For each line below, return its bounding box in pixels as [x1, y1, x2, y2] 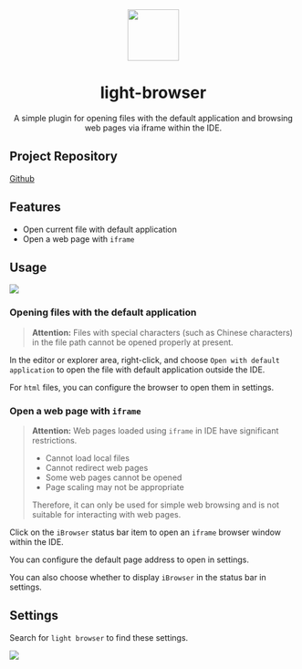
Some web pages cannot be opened [45, 472, 182, 483]
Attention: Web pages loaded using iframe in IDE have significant [31, 424, 279, 436]
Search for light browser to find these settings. [9, 632, 189, 643]
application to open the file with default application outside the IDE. [9, 364, 266, 375]
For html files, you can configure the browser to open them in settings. [9, 382, 275, 392]
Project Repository [9, 149, 119, 164]
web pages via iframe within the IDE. [84, 122, 223, 133]
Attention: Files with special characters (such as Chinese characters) [31, 327, 294, 338]
